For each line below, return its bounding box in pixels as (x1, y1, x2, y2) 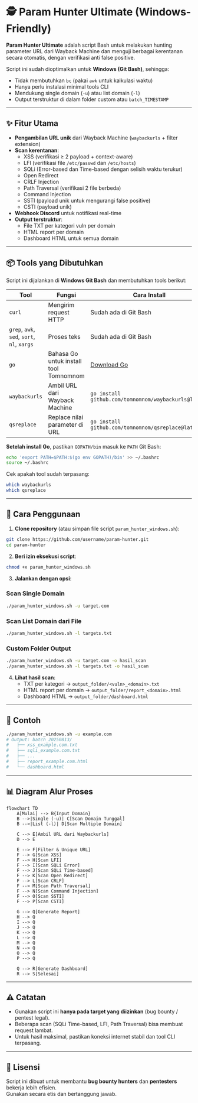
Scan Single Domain (6, 589, 65, 598)
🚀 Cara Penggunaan (6, 510, 81, 520)
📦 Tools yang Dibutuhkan (6, 258, 104, 268)
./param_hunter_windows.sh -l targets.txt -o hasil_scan (6, 663, 149, 669)
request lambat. (14, 1027, 53, 1034)
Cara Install (133, 291, 166, 299)
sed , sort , (9, 332, 35, 340)
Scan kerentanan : (14, 147, 59, 154)
